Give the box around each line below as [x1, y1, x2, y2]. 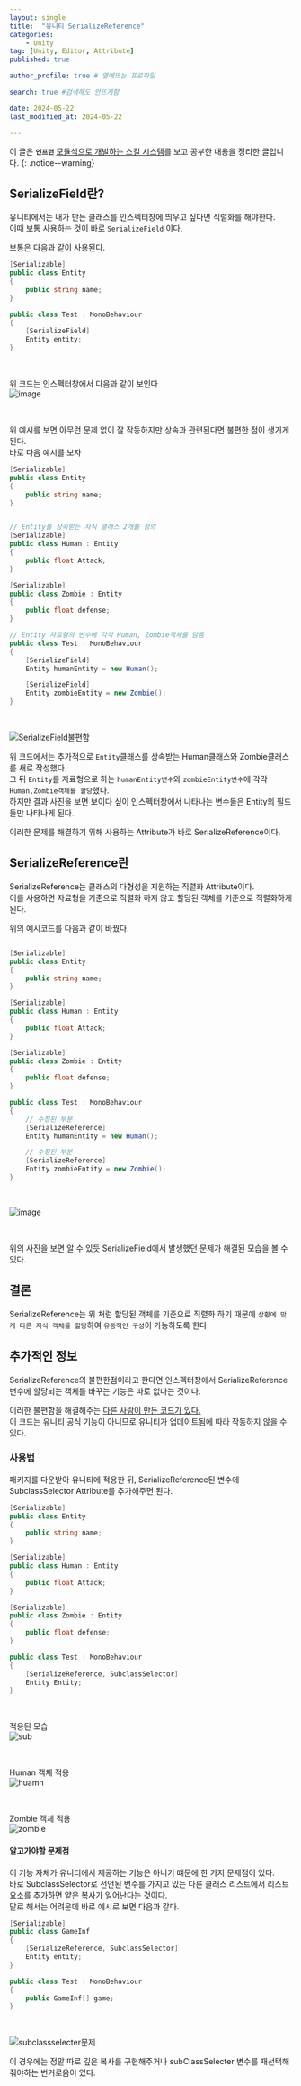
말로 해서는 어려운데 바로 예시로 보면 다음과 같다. [9, 1900, 180, 1911]
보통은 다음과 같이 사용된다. [9, 242, 106, 253]
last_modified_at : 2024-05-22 [9, 112, 123, 122]
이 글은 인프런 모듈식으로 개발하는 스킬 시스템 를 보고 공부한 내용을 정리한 [9, 146, 261, 157]
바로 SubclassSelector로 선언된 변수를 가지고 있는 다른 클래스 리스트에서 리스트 [9, 1878, 289, 1889]
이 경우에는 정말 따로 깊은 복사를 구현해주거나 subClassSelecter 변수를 [9, 2056, 259, 2067]
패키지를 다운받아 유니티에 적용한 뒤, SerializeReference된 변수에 [9, 1474, 240, 1485]
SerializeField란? [9, 186, 105, 201]
